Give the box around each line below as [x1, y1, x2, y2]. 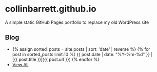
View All [12, 61, 29, 67]
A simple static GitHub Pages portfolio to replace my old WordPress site [5, 19, 149, 25]
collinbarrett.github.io [5, 3, 97, 14]
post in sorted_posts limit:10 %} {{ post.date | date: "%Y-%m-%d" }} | [12, 51, 153, 57]
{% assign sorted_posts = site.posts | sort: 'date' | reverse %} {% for [12, 46, 150, 52]
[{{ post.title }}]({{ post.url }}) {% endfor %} [12, 57, 100, 62]
